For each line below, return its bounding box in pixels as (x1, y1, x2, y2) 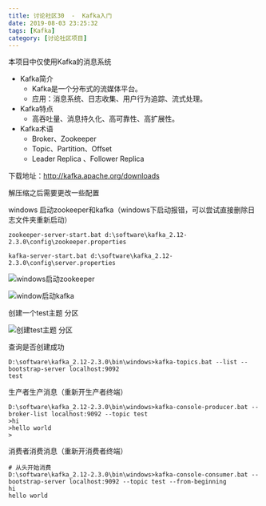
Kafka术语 (19, 124, 54, 134)
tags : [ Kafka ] (8, 26, 56, 34)
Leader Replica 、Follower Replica (31, 154, 145, 164)
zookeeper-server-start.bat (8, 231, 102, 239)
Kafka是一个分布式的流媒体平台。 (31, 84, 142, 94)
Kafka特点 (19, 104, 54, 114)
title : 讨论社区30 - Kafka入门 (8, 11, 113, 20)
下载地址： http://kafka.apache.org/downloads (8, 171, 160, 181)
